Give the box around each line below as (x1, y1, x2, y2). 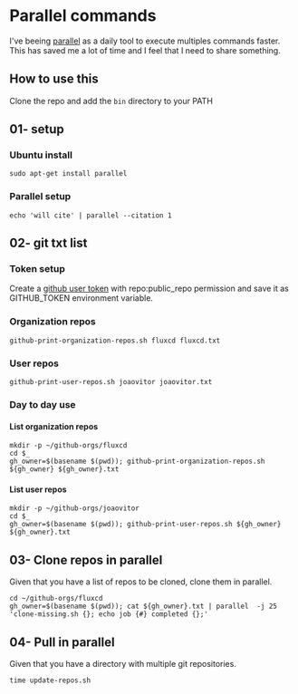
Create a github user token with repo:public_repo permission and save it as (9, 283, 290, 294)
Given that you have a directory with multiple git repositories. (9, 658, 237, 669)
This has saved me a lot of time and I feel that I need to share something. (9, 44, 281, 55)
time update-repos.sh (9, 676, 91, 685)
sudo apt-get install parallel (9, 169, 128, 178)
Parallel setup (9, 190, 72, 203)
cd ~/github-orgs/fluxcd (9, 594, 103, 603)
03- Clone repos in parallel (9, 552, 163, 567)
